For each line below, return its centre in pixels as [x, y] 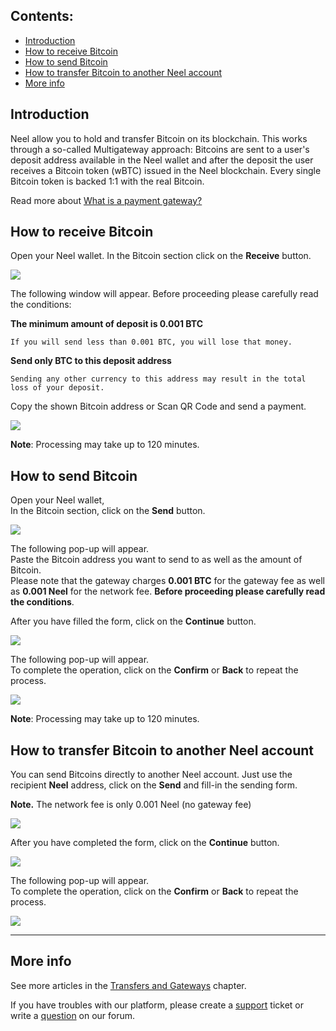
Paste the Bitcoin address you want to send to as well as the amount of [156, 560]
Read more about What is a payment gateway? [106, 200]
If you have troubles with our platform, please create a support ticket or [157, 1005]
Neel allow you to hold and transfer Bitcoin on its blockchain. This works [159, 138]
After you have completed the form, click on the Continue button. [145, 843]
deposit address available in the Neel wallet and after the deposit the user [162, 160]
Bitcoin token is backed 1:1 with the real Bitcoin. [107, 181]
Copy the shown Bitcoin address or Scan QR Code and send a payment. [158, 406]
